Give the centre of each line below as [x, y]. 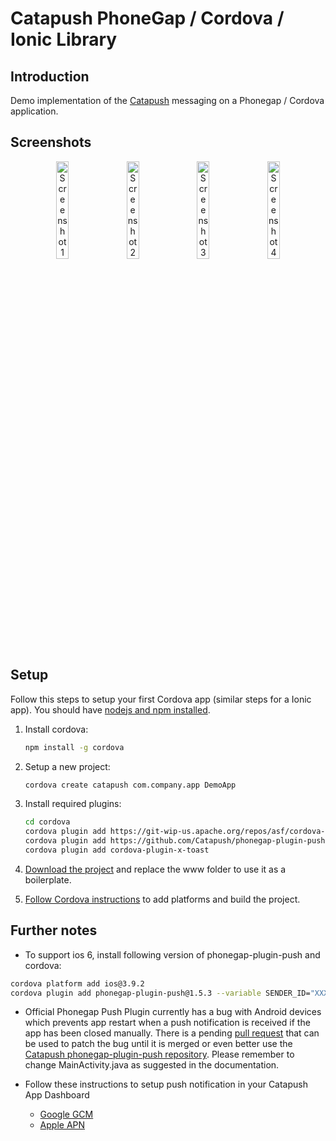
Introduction [50, 76]
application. [34, 111]
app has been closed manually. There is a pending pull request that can [172, 1033]
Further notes [54, 930]
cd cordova [47, 822]
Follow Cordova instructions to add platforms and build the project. [162, 899]
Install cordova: [56, 729]
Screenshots [51, 142]
